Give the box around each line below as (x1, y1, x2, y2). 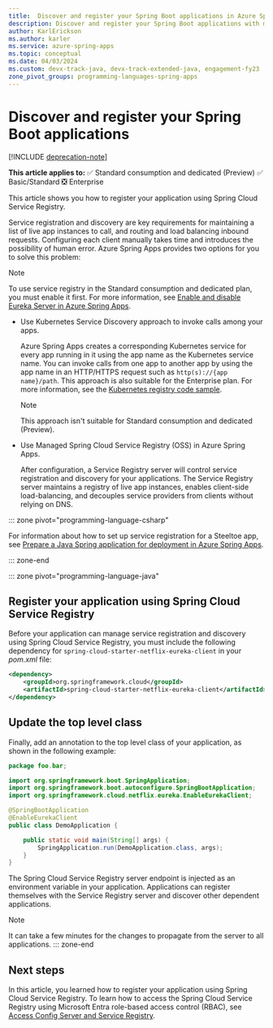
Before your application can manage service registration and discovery (8, 628, 246, 639)
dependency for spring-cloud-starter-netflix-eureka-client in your (8, 646, 242, 656)
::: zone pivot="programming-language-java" (8, 571, 160, 580)
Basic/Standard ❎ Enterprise (8, 177, 104, 186)
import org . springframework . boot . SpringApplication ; (8, 776, 191, 785)
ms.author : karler (8, 34, 71, 43)
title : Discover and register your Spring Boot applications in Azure (8, 11, 256, 20)
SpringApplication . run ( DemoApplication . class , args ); (37, 843, 223, 851)
